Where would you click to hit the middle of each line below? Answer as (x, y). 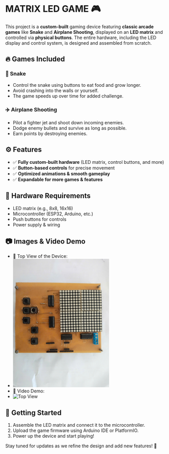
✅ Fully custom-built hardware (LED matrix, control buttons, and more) (88, 162)
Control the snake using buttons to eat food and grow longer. (77, 85)
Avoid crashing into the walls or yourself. (56, 90)
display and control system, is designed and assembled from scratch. (79, 43)
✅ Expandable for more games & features (58, 179)
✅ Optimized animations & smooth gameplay (61, 174)
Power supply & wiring (36, 224)
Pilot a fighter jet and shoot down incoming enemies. (68, 122)
